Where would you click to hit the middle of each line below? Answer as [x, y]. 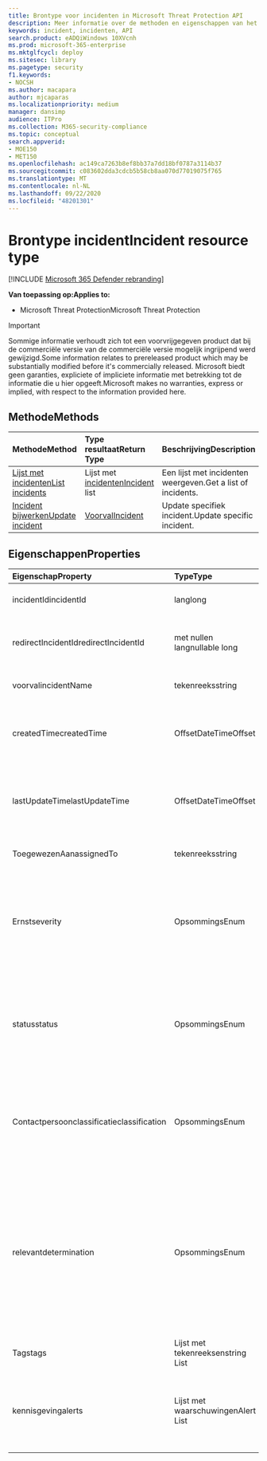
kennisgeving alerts [48, 1411]
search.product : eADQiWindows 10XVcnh [72, 38]
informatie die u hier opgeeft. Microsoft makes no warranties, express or [126, 383]
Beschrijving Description [209, 450]
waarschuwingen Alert [215, 1411]
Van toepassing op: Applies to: [59, 295]
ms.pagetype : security [46, 68]
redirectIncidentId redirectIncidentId [78, 642]
